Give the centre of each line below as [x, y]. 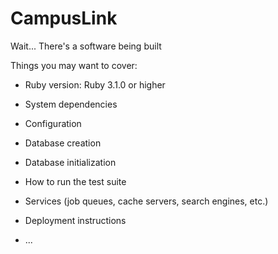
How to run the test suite [75, 181]
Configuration [53, 123]
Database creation [63, 143]
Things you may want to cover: [74, 65]
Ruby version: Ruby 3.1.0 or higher [95, 84]
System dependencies [71, 104]
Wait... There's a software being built [86, 46]
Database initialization [70, 162]
